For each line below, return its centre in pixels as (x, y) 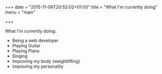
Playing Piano (26, 51)
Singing (20, 56)
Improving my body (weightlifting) (46, 61)
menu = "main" (20, 12)
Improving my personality (38, 66)
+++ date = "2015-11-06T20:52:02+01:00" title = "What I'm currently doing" (81, 7)
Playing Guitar (26, 46)
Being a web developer (35, 40)
